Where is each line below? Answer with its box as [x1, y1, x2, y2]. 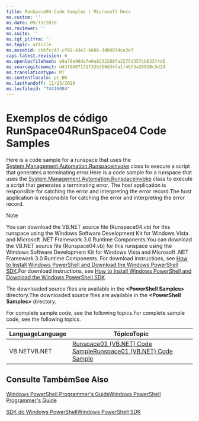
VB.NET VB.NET [9, 347, 52, 355]
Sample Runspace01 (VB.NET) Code [72, 347, 173, 355]
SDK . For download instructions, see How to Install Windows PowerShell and [6, 267, 192, 275]
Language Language [9, 330, 67, 338]
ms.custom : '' [6, 14, 41, 20]
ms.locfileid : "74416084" [6, 86, 70, 92]
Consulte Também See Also [6, 375, 108, 385]
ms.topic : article [6, 42, 52, 48]
